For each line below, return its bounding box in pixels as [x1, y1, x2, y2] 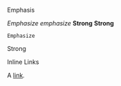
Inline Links [7, 58, 39, 66]
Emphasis [7, 6, 35, 14]
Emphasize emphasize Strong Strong [7, 19, 115, 27]
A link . [7, 72, 25, 79]
